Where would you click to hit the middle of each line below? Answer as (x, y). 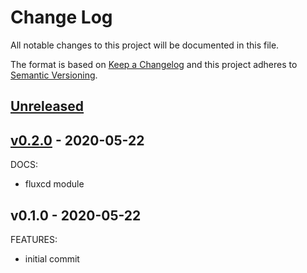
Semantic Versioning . (54, 75)
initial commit (52, 258)
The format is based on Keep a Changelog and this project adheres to (154, 64)
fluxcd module (54, 184)
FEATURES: (34, 239)
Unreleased (47, 106)
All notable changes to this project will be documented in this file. (145, 45)
